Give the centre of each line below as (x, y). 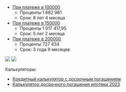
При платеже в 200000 (37, 39)
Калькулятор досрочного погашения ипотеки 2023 (66, 84)
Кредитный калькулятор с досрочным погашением (66, 79)
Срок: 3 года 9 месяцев (45, 49)
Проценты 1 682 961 (41, 12)
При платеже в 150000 (36, 23)
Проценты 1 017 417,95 (43, 28)
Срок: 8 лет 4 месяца (42, 18)
